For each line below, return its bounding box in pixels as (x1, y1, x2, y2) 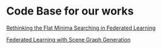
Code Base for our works (6, 4, 134, 18)
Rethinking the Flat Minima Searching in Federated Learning (6, 24, 156, 31)
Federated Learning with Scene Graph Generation (6, 36, 131, 43)
